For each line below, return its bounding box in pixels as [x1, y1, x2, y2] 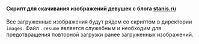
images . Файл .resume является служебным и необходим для [6, 25, 161, 32]
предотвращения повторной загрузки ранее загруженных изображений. [6, 31, 194, 39]
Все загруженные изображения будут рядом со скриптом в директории [6, 18, 192, 25]
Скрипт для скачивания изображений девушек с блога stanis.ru [6, 5, 176, 12]
